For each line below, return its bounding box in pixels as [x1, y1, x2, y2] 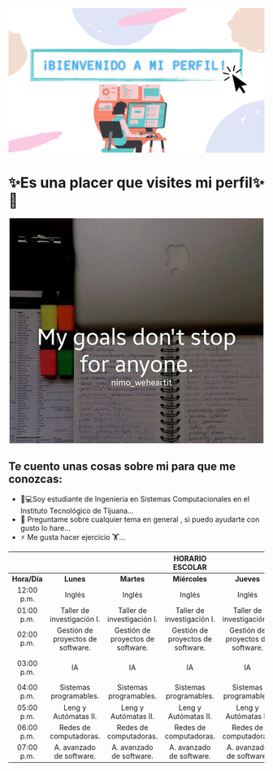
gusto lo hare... [19, 523, 71, 533]
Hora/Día [11, 574, 43, 584]
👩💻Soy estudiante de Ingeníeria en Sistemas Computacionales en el [19, 494, 250, 504]
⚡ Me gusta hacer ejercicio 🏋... [19, 532, 126, 542]
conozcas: [8, 472, 63, 486]
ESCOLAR [173, 562, 207, 572]
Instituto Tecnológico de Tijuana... [19, 506, 134, 516]
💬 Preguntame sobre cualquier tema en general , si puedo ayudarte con [19, 515, 260, 524]
